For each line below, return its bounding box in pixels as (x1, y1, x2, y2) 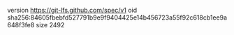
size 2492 (36, 21, 65, 29)
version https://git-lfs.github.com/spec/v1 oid (7, 6, 138, 14)
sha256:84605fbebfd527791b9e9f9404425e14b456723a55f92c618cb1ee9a (7, 13, 228, 22)
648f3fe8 (7, 21, 35, 29)
